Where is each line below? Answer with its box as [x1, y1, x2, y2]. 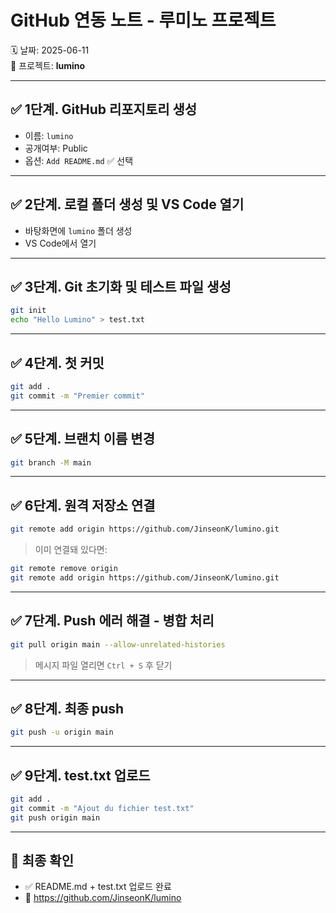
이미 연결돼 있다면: [34, 544, 108, 556]
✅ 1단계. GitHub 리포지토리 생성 [10, 101, 198, 118]
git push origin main [10, 812, 101, 823]
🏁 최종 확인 [10, 852, 75, 870]
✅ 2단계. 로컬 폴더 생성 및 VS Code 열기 [10, 196, 245, 213]
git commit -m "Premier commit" [10, 391, 145, 401]
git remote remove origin [10, 564, 118, 574]
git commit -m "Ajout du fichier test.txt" [10, 803, 195, 813]
